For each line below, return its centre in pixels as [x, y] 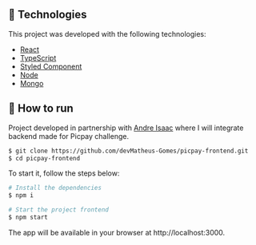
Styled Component [51, 66]
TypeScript [38, 57]
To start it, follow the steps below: [64, 173]
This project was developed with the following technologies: [107, 34]
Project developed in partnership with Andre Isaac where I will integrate [126, 128]
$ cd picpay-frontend [44, 158]
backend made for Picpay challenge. [69, 136]
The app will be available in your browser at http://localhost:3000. [117, 232]
